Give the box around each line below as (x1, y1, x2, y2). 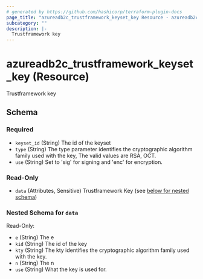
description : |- (6, 25, 47, 32)
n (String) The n (14, 260, 54, 267)
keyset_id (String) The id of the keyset (14, 139, 111, 146)
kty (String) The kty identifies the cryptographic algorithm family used (14, 246, 190, 254)
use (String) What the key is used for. (14, 266, 107, 273)
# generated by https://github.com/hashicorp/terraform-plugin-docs (6, 8, 182, 15)
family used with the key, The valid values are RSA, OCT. (14, 152, 156, 159)
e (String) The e (14, 234, 54, 241)
